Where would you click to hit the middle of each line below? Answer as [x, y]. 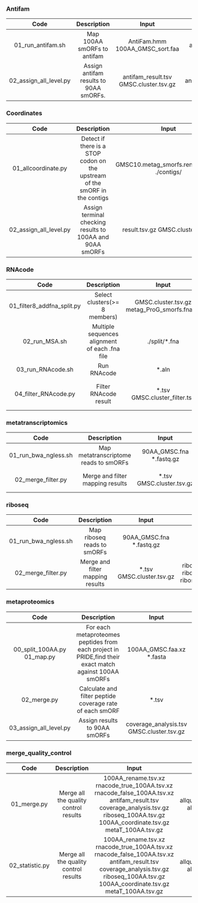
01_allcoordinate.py [40, 168]
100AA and [93, 237]
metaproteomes [98, 634]
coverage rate [98, 703]
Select [103, 295]
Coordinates [24, 113]
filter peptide [98, 696]
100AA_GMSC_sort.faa [147, 49]
